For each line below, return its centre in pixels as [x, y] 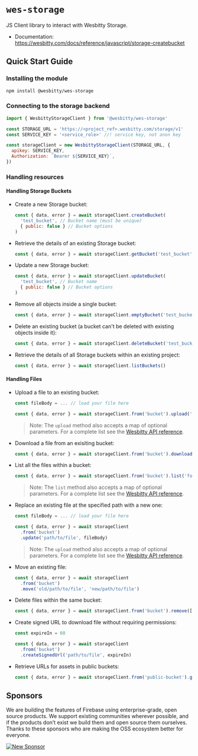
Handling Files [24, 379]
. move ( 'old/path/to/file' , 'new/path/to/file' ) [80, 589]
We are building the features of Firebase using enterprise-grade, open [92, 710]
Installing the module [37, 78]
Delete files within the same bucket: [58, 600]
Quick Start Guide [40, 61]
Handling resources [35, 177]
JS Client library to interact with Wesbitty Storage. [67, 25]
